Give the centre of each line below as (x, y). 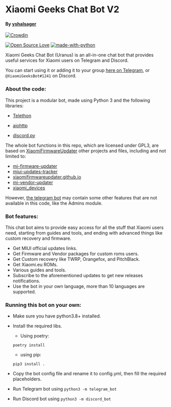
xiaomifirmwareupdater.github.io (47, 177)
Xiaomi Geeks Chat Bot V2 (62, 9)
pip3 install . (29, 364)
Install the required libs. (37, 326)
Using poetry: (35, 336)
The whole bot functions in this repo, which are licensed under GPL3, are (82, 145)
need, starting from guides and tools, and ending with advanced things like (84, 233)
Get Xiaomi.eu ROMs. (35, 264)
